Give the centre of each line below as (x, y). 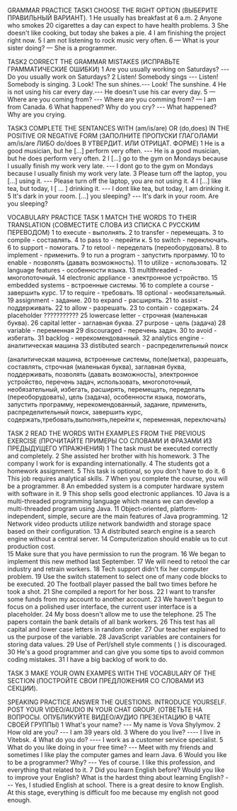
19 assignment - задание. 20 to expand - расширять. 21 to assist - (105, 300)
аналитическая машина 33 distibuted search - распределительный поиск (118, 346)
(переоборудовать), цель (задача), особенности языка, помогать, (107, 397)
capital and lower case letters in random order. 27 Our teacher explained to (117, 629)
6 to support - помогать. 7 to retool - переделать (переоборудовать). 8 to (117, 247)
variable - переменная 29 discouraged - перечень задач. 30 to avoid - (112, 330)
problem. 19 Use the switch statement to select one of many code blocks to (117, 576)
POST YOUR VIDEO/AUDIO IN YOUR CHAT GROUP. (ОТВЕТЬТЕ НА (105, 710)
